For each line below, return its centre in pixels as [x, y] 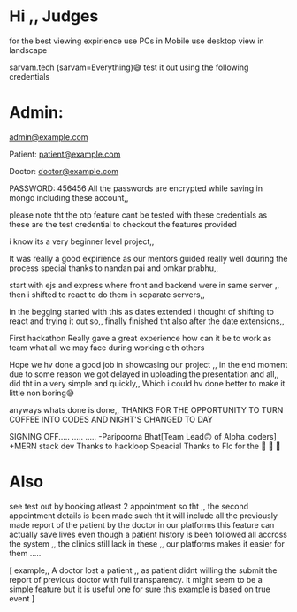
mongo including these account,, [69, 197]
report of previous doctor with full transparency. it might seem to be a [136, 579]
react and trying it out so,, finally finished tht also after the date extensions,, [147, 321]
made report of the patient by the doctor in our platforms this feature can [142, 524]
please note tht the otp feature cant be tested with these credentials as [138, 215]
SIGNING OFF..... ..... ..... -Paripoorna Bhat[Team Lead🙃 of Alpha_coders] [143, 436]
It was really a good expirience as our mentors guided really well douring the [148, 258]
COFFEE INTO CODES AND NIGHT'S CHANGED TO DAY [111, 419]
